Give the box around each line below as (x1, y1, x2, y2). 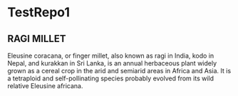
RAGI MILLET (7, 33, 66, 45)
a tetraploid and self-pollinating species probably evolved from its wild (7, 74, 214, 82)
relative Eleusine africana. (7, 82, 83, 90)
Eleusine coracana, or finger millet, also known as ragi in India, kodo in (7, 51, 214, 60)
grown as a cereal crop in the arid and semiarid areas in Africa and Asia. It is (7, 67, 232, 75)
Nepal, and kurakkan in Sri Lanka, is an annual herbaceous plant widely (7, 59, 217, 68)
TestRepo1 (7, 4, 70, 21)
